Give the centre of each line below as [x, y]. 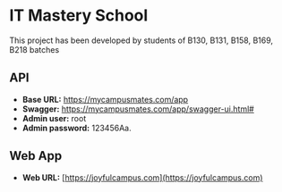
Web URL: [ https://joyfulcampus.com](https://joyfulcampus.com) [142, 177]
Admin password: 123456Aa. [77, 128]
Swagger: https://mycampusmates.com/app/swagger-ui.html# [138, 109]
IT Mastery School [79, 16]
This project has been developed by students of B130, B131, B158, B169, [141, 40]
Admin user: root [54, 118]
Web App [36, 156]
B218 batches [34, 49]
